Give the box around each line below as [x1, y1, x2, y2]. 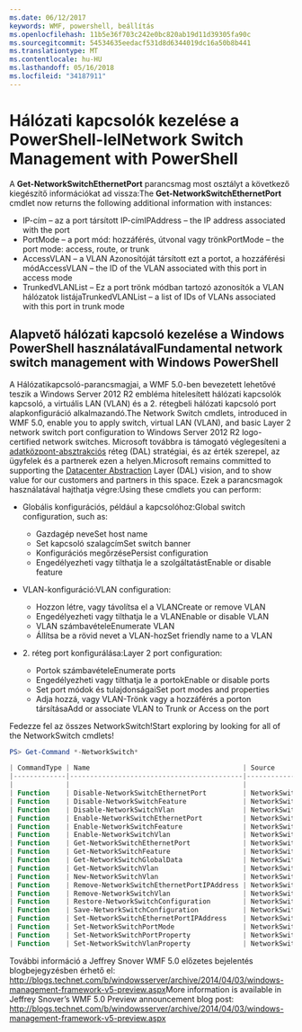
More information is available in [165, 983, 282, 994]
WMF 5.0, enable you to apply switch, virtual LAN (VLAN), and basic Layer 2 [9, 417, 292, 428]
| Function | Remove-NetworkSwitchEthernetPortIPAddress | [9, 880, 247, 890]
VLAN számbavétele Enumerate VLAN [35, 620, 175, 631]
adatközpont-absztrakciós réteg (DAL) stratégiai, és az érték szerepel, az [9, 446, 280, 457]
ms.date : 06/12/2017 [9, 13, 87, 22]
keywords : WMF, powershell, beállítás [9, 22, 155, 31]
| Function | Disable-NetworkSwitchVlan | [9, 805, 247, 814]
